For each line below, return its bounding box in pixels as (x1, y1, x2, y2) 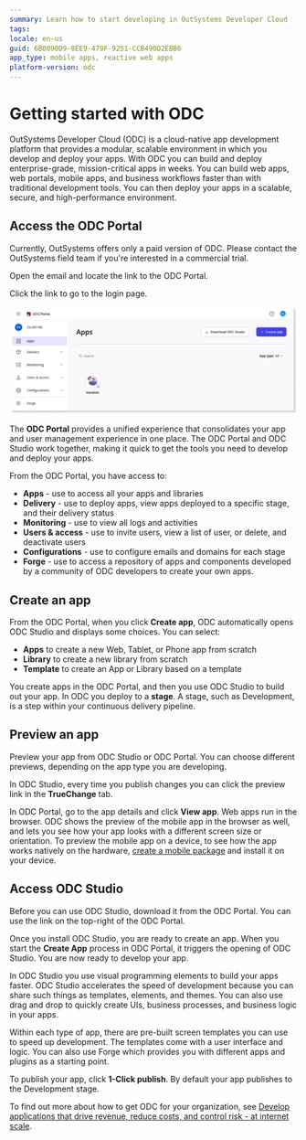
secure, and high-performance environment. (9, 192, 177, 203)
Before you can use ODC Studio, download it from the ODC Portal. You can (9, 905, 291, 916)
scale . (9, 1120, 32, 1131)
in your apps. (9, 1008, 59, 1019)
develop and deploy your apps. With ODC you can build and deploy (9, 153, 263, 164)
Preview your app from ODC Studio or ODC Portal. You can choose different (9, 751, 295, 762)
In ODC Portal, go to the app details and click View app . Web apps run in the (9, 805, 298, 817)
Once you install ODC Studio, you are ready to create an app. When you (9, 932, 280, 943)
